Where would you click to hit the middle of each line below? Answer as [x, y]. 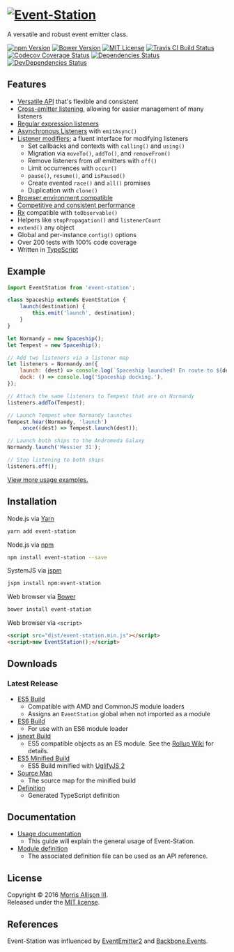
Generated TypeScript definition [74, 795]
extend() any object [46, 227]
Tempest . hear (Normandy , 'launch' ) [57, 422]
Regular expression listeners [58, 123]
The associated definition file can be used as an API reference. [118, 856]
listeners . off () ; [32, 466]
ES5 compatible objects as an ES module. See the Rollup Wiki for [121, 743]
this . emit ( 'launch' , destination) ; [84, 313]
